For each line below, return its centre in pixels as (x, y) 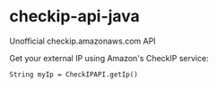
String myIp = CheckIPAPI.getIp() (74, 74)
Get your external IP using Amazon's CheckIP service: (109, 58)
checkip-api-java (75, 16)
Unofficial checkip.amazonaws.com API (82, 41)
